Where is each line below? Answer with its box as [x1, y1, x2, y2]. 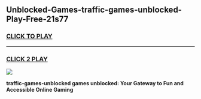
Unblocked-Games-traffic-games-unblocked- [6, 5, 182, 15]
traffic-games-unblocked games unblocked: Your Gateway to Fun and [6, 79, 184, 86]
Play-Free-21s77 [6, 14, 69, 25]
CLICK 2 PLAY [6, 55, 48, 63]
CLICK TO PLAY [6, 32, 53, 41]
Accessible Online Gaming [6, 86, 74, 93]
